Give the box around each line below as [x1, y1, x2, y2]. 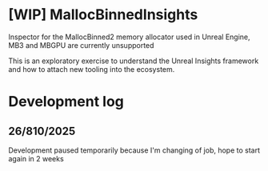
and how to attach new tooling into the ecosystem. [8, 64, 175, 74]
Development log [8, 93, 124, 111]
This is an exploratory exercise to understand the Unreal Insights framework [8, 56, 259, 66]
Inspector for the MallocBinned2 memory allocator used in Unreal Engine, [8, 32, 250, 42]
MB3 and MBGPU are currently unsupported [8, 40, 154, 50]
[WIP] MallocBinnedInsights [8, 6, 198, 24]
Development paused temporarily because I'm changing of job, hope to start [8, 145, 261, 155]
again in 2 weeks [8, 153, 64, 163]
